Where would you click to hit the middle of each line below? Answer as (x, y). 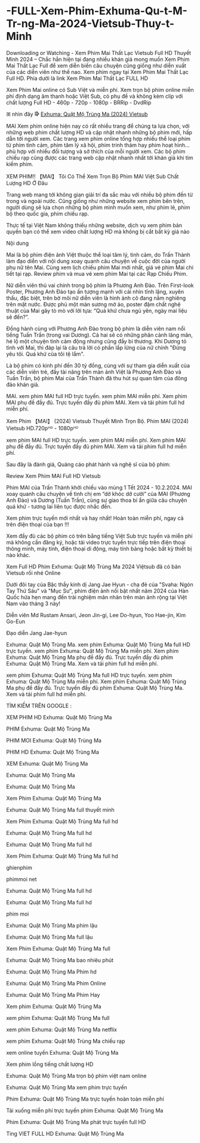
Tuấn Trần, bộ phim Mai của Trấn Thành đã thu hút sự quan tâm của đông (97, 378)
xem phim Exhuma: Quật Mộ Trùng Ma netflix (62, 1029)
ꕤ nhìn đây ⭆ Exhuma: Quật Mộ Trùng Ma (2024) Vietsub (77, 114)
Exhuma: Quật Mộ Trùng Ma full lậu (50, 937)
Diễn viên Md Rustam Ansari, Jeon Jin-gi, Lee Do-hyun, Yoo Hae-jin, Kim (96, 615)
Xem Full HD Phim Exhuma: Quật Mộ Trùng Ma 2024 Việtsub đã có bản (93, 566)
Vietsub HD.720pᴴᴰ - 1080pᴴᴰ (42, 428)
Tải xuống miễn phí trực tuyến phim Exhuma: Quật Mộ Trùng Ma (85, 1110)
